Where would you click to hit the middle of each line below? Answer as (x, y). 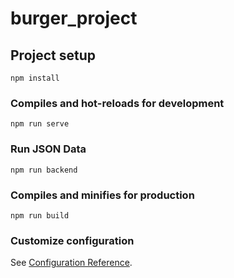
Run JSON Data (48, 149)
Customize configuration (72, 240)
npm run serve (40, 124)
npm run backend (44, 170)
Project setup (53, 55)
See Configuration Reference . (71, 263)
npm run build (40, 215)
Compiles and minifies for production (102, 195)
